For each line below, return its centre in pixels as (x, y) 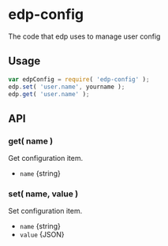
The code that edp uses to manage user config (84, 36)
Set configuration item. (45, 211)
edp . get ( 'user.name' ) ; (49, 94)
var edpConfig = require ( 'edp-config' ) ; (79, 79)
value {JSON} (42, 235)
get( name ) (31, 141)
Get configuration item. (46, 158)
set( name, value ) (43, 193)
